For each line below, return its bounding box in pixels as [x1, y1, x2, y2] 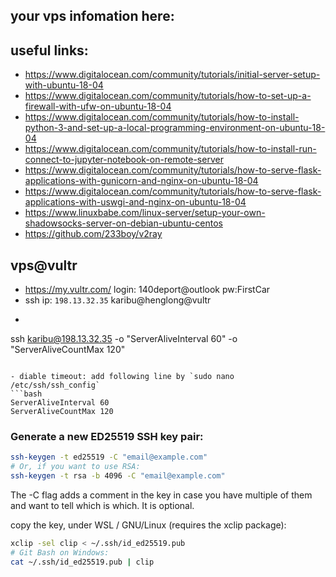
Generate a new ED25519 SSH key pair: [10, 429, 204, 443]
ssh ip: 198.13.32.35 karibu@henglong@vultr [24, 294, 212, 306]
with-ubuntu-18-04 [24, 79, 104, 91]
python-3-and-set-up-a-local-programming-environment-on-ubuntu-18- [24, 122, 326, 134]
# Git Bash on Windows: [10, 547, 110, 558]
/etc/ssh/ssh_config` [10, 380, 101, 391]
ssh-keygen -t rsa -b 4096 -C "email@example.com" [10, 471, 226, 481]
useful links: [10, 42, 89, 59]
